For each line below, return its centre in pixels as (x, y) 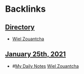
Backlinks (26, 9)
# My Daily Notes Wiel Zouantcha (45, 66)
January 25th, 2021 (36, 54)
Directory (20, 27)
